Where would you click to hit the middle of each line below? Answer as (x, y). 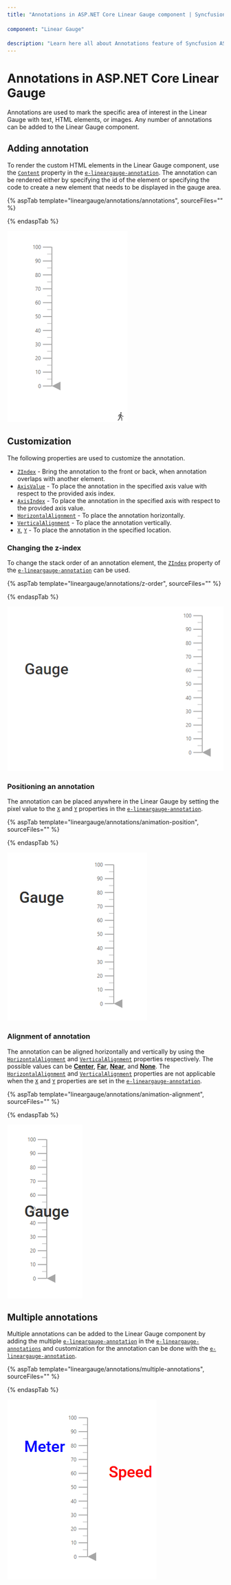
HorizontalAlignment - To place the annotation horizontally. (101, 515)
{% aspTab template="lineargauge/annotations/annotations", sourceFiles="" (115, 201)
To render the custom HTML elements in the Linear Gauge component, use (113, 165)
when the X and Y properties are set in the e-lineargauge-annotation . (105, 1081)
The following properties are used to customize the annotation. (96, 458)
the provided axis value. (51, 508)
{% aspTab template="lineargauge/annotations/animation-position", (103, 822)
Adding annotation (48, 149)
